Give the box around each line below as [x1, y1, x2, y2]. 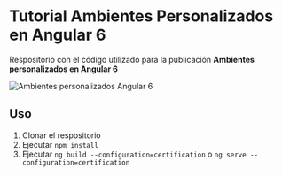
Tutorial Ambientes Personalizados [9, 6, 274, 27]
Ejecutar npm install [21, 139, 99, 149]
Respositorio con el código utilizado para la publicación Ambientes [9, 54, 255, 65]
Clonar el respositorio [21, 130, 102, 141]
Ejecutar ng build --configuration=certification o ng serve [21, 149, 247, 159]
